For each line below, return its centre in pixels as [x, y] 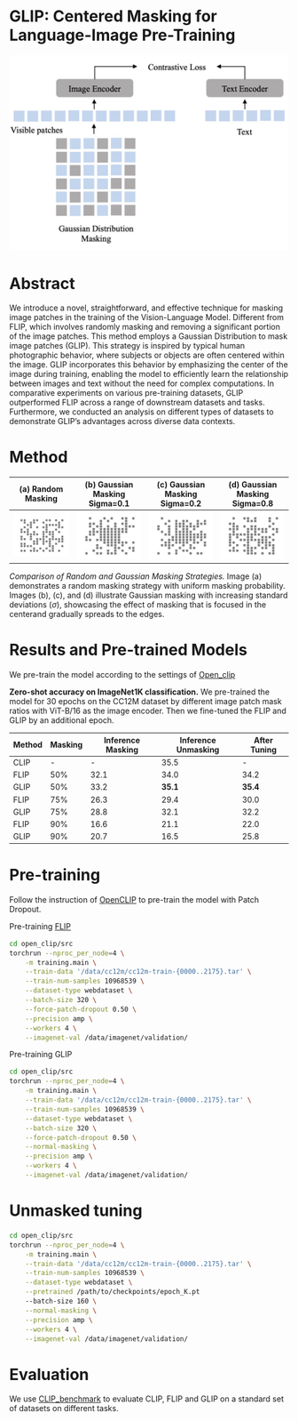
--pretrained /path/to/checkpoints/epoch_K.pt [113, 1292]
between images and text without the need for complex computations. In [142, 383]
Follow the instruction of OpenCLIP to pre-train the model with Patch [134, 899]
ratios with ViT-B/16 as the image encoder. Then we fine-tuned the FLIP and [148, 711]
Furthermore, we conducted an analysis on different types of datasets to [141, 412]
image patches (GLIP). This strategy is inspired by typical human [127, 346]
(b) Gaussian [109, 484]
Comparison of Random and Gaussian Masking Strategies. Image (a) [136, 576]
